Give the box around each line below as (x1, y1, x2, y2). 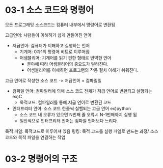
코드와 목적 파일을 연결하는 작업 (5, 134, 66, 140)
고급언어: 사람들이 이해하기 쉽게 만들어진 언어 (5, 32, 92, 38)
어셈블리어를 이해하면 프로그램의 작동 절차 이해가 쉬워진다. (27, 67, 138, 73)
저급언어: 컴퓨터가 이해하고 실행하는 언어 (12, 42, 90, 48)
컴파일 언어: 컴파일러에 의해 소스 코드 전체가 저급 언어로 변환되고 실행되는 (12, 88, 153, 94)
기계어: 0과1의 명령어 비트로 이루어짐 (19, 49, 90, 55)
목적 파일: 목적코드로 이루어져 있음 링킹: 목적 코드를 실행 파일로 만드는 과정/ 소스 (5, 128, 159, 134)
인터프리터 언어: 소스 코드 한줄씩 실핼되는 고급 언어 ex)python (12, 105, 131, 111)
